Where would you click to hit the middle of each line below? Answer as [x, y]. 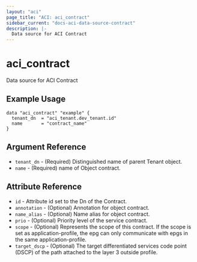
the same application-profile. [51, 239]
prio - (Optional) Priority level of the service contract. [81, 220]
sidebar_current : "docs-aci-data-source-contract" [71, 23]
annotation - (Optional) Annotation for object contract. [82, 207]
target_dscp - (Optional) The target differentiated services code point [101, 246]
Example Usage [36, 99]
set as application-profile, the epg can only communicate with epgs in [101, 233]
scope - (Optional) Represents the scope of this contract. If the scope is [103, 227]
